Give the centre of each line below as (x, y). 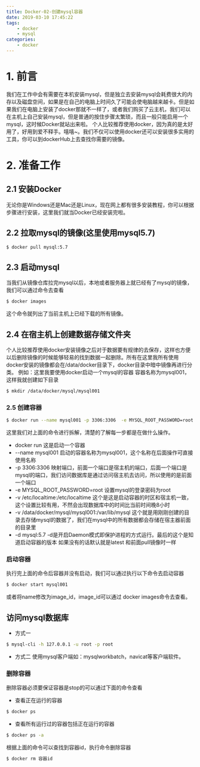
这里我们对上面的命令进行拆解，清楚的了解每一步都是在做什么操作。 (90, 433)
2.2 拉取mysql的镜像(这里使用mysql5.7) (81, 233)
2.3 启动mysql (33, 267)
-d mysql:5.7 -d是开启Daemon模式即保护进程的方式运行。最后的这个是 (101, 535)
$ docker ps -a (25, 735)
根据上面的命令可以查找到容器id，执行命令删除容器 (69, 747)
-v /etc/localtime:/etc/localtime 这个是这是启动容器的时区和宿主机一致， (103, 497)
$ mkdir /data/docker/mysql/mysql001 (53, 391)
